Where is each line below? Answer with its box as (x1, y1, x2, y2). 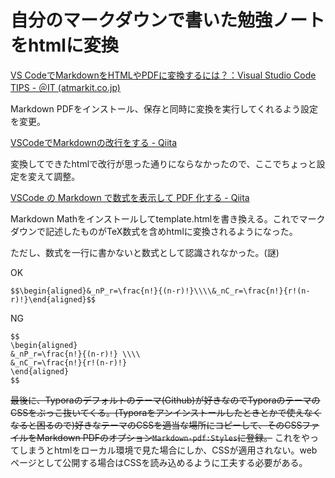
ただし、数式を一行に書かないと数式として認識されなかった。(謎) (10, 246, 280, 258)
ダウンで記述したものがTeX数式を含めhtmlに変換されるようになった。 (10, 225, 298, 237)
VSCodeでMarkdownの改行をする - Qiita (10, 136, 178, 148)
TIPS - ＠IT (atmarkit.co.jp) (10, 81, 121, 93)
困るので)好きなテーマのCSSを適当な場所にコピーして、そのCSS (36, 419, 303, 431)
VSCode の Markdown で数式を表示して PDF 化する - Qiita (10, 191, 250, 203)
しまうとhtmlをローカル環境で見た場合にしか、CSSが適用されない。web (18, 444, 318, 456)
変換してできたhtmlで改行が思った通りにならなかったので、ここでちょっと (10, 157, 317, 170)
